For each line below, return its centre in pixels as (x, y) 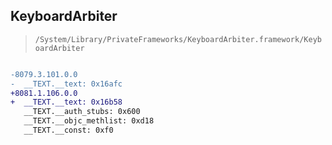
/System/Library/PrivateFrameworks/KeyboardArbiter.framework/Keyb (178, 39)
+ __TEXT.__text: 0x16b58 (66, 102)
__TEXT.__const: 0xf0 (68, 130)
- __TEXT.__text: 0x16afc (66, 84)
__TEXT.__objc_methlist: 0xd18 (89, 121)
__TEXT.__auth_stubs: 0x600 (82, 112)
